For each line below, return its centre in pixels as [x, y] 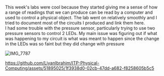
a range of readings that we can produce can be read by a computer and [79, 12]
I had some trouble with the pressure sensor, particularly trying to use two [80, 28]
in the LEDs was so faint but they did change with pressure [65, 44]
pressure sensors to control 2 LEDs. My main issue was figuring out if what [81, 33]
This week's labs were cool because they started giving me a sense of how [81, 7]
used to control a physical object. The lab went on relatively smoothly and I [81, 18]
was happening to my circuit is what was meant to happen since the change [82, 38]
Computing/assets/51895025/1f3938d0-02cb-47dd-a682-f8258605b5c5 [80, 68]
